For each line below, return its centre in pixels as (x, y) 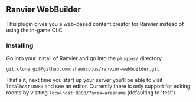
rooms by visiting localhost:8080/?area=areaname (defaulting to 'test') (91, 93)
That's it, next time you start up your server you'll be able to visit (84, 80)
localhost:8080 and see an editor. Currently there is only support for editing (98, 86)
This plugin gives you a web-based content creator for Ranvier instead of (95, 24)
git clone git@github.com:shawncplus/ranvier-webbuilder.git (83, 69)
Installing (20, 45)
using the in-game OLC (35, 30)
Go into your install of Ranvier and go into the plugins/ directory (84, 58)
